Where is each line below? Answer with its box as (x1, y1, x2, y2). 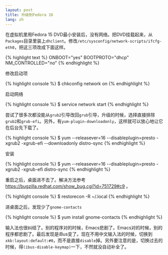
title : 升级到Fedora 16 (5, 12, 53, 17)
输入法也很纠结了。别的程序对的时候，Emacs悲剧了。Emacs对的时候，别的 (5, 225, 163, 231)
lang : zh (5, 17, 24, 22)
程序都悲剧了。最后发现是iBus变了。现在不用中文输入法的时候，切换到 (5, 231, 153, 237)
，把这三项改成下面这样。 (14, 44, 68, 50)
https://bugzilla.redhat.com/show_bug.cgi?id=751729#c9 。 (5, 183, 131, 189)
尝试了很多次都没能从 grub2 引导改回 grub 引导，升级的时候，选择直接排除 (5, 112, 155, 118)
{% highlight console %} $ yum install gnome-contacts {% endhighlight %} (5, 214, 163, 220)
